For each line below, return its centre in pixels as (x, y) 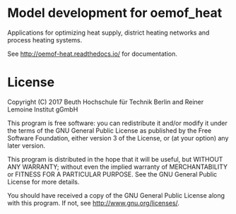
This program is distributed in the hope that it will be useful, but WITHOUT (115, 159)
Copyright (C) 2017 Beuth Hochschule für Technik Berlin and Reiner (106, 102)
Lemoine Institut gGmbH (43, 109)
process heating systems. (45, 40)
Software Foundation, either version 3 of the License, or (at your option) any (118, 138)
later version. (26, 145)
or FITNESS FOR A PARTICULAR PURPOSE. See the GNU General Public (112, 174)
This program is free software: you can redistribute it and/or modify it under (117, 123)
